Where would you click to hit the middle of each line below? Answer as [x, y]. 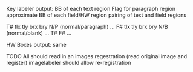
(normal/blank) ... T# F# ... [39, 33]
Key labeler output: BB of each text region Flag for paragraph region [91, 9]
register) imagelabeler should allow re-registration [69, 63]
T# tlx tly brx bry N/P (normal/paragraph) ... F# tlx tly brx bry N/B [87, 27]
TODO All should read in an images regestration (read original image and [97, 56]
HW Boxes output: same [36, 45]
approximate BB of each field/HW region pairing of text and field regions [96, 15]
